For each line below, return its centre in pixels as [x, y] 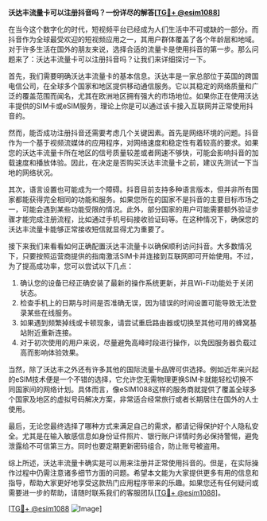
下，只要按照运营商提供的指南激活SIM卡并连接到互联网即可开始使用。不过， [133, 256]
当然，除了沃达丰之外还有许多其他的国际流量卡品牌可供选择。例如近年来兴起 [133, 369]
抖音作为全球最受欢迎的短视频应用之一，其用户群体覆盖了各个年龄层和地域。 [133, 39]
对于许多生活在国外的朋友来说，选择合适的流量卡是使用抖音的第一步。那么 [130, 49]
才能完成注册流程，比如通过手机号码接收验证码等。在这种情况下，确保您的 [137, 219]
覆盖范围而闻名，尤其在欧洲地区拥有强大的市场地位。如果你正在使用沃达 [140, 96]
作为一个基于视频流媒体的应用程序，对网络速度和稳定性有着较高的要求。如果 [133, 143]
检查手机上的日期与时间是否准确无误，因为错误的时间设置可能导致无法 [135, 303]
